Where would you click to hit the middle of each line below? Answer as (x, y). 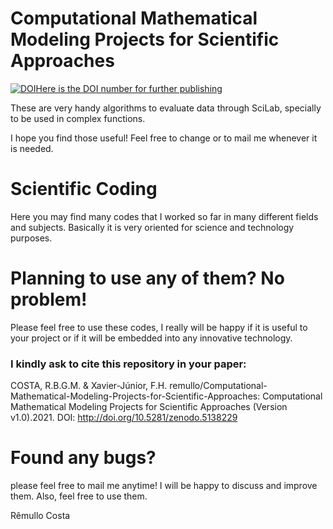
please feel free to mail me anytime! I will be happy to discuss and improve (164, 486)
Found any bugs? (83, 458)
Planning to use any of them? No (147, 278)
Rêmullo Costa (40, 516)
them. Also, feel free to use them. (79, 496)
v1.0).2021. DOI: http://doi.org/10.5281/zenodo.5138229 (124, 418)
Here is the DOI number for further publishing (129, 88)
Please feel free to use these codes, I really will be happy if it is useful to (159, 327)
